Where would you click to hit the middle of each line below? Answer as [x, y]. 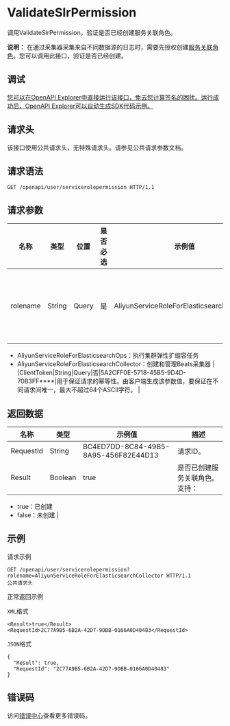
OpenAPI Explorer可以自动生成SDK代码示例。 [89, 106]
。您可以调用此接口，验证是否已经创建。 [70, 56]
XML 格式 [18, 611]
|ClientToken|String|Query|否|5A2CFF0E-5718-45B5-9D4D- [102, 373]
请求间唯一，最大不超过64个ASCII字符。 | [81, 390]
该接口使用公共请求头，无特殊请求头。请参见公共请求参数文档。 [97, 147]
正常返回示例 [25, 596]
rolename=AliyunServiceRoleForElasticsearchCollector [86, 576]
